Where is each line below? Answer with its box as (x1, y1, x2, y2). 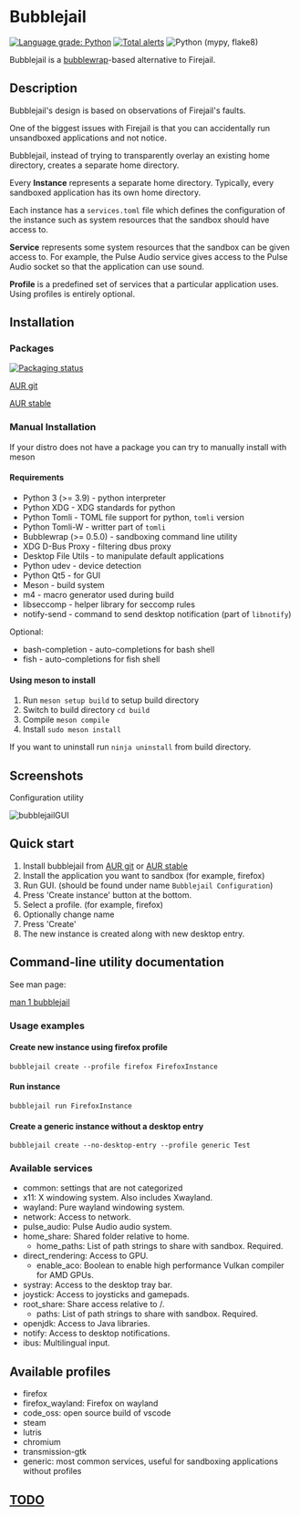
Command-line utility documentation (9, 954, 225, 970)
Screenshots (9, 768, 84, 783)
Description (9, 80, 78, 97)
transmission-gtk (22, 1447, 87, 1458)
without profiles (22, 1466, 82, 1477)
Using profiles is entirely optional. (9, 288, 135, 299)
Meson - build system (22, 579, 105, 590)
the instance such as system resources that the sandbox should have (9, 214, 270, 225)
